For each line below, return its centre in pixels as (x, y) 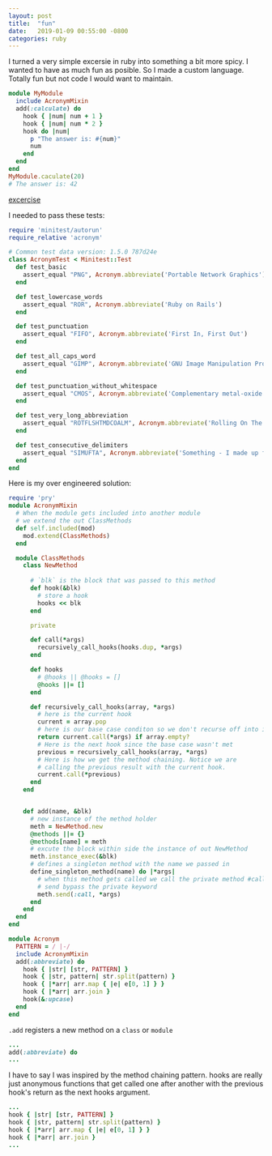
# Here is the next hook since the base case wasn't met (135, 744)
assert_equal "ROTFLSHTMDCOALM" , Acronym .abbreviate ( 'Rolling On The (143, 423)
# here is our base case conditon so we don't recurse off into (148, 730)
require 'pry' (32, 498)
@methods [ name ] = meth (68, 842)
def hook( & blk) (55, 588)
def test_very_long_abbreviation (72, 416)
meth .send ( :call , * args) (79, 894)
